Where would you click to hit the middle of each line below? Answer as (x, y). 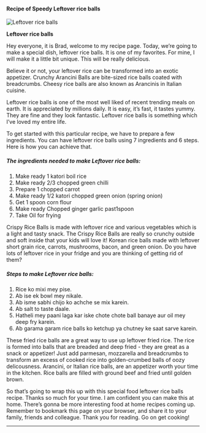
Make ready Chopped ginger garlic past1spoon (74, 209)
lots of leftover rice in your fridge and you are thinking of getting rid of (95, 253)
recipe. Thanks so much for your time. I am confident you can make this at (100, 398)
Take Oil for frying (38, 215)
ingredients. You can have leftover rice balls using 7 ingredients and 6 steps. (103, 140)
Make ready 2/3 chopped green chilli (62, 183)
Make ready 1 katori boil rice (51, 176)
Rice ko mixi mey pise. (44, 289)
